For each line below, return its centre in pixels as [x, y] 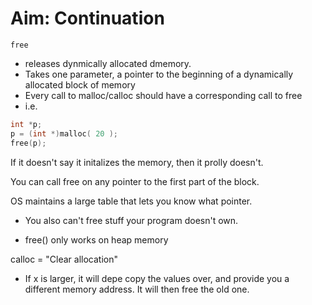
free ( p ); [28, 143]
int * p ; [26, 124]
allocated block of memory [80, 84]
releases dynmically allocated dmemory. [108, 63]
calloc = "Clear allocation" [64, 259]
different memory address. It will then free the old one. [137, 289]
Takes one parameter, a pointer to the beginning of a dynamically [159, 74]
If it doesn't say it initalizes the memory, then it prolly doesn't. [137, 162]
